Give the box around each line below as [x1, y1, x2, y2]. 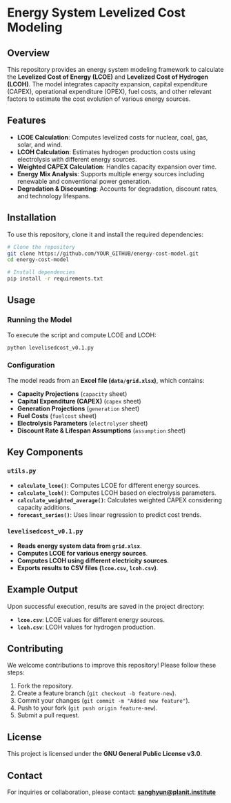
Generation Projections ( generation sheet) [17, 404, 140, 413]
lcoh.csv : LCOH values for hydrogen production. [17, 623, 156, 631]
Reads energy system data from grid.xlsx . [17, 541, 142, 550]
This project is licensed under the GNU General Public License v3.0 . [7, 750, 203, 758]
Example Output [7, 584, 78, 596]
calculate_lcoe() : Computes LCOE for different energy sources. [17, 481, 201, 489]
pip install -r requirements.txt [7, 275, 103, 283]
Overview [7, 47, 50, 59]
